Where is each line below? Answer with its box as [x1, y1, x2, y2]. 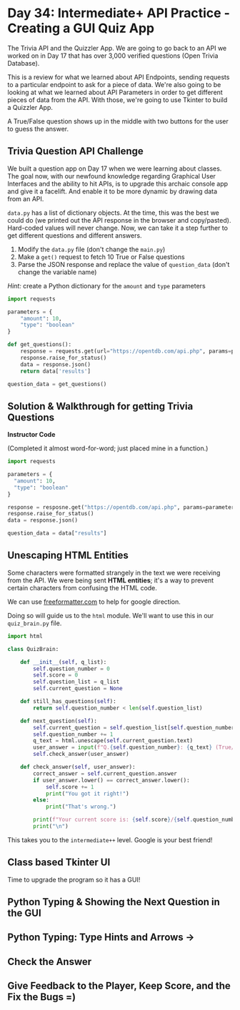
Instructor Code [7, 430, 56, 439]
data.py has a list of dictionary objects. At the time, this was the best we [7, 208, 220, 217]
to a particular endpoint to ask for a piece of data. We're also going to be [7, 80, 221, 89]
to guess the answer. [7, 124, 69, 133]
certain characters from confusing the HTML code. [7, 583, 157, 592]
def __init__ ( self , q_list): [20, 658, 107, 665]
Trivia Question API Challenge [7, 145, 144, 158]
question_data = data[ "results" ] [7, 530, 107, 537]
